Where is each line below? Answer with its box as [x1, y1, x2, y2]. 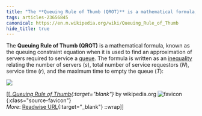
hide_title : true [6, 25, 50, 32]
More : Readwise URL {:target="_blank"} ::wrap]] [6, 103, 124, 111]
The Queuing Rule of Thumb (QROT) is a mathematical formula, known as [6, 42, 191, 49]
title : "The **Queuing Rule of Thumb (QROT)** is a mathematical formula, [6, 8, 198, 15]
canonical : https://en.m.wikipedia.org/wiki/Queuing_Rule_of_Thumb [6, 20, 179, 26]
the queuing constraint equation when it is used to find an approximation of [6, 49, 192, 56]
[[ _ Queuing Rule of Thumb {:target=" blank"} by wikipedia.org [6, 91, 157, 98]
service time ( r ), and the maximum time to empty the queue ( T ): [6, 67, 164, 75]
